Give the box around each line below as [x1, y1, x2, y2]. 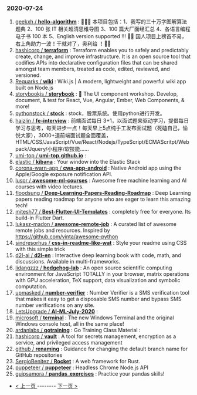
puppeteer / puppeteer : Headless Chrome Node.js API [15, 364, 149, 371]
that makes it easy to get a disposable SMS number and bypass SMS [15, 295, 182, 303]
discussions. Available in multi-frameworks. [15, 258, 121, 265]
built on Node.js [15, 84, 54, 92]
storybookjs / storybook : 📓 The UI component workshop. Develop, [15, 90, 178, 97]
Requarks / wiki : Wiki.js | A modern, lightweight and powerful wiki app [15, 78, 186, 85]
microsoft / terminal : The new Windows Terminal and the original [15, 314, 175, 321]
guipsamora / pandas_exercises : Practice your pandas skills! [15, 370, 165, 377]
